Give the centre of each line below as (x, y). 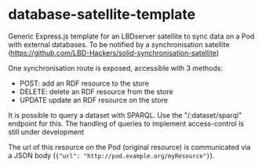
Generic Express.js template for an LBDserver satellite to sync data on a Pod (131, 36)
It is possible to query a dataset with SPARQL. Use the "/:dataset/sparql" (125, 115)
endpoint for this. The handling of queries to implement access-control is (126, 123)
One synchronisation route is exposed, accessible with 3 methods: (116, 68)
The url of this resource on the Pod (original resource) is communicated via (129, 147)
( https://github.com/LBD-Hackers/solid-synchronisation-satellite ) (114, 53)
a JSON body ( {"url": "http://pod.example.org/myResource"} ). (111, 155)
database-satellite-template (102, 15)
